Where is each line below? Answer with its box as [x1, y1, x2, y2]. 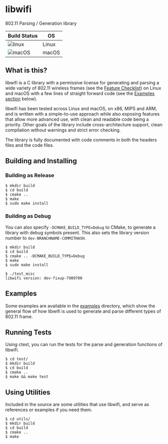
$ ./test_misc [5, 271, 35, 276]
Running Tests [5, 328, 52, 336]
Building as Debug [5, 213, 51, 220]
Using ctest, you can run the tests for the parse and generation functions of [5, 341, 163, 348]
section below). [5, 95, 37, 102]
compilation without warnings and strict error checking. [5, 127, 121, 133]
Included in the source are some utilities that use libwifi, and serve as [5, 402, 149, 408]
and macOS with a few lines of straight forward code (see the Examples [5, 90, 155, 96]
